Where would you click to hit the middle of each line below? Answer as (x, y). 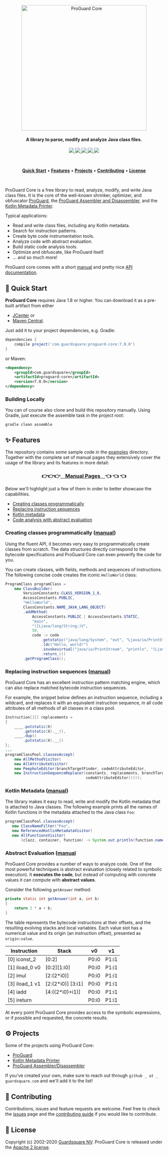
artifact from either (34, 306)
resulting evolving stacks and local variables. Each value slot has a (74, 928)
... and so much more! (35, 257)
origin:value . (19, 938)
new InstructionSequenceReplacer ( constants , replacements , (77, 773)
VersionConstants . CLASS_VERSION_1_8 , (62, 593)
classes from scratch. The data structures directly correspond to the (75, 549)
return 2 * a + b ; (33, 908)
